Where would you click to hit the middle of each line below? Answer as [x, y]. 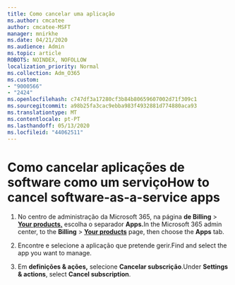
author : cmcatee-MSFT [39, 27]
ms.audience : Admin [36, 47]
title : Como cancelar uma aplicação [61, 14]
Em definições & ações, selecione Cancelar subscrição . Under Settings [122, 267]
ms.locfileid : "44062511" [45, 132]
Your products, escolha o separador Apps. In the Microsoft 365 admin [120, 224]
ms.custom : [23, 80]
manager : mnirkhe [33, 34]
